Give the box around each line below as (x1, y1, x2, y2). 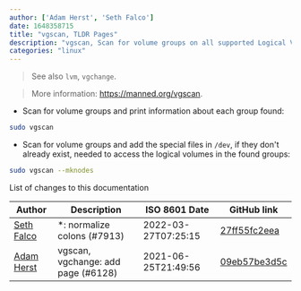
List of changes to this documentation (9, 182, 150, 193)
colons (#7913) (57, 229, 125, 242)
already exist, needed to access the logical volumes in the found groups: (21, 149, 291, 159)
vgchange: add (57, 255, 121, 268)
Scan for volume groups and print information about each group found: (21, 106, 285, 116)
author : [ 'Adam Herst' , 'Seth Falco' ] (9, 13, 154, 22)
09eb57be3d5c (219, 255, 288, 268)
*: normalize (57, 218, 110, 231)
